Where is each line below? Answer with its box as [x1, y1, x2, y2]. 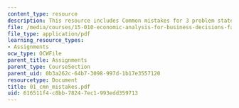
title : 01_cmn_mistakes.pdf [7, 83, 91, 90]
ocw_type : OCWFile [7, 50, 62, 58]
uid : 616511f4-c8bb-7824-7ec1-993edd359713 [7, 90, 139, 97]
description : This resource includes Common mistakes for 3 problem [7, 17, 215, 24]
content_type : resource [7, 10, 78, 18]
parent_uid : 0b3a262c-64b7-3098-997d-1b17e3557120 [7, 70, 161, 77]
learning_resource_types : [7, 37, 84, 44]
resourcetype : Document [7, 76, 78, 84]
